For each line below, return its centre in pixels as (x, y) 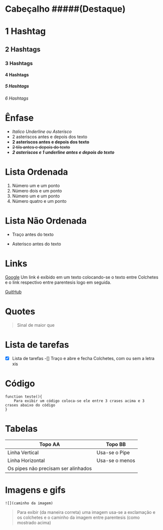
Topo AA (50, 444)
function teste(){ (24, 397)
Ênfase (19, 118)
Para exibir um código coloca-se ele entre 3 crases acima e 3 (79, 401)
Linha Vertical (23, 452)
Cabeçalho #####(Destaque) (65, 9)
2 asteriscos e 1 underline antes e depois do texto (63, 152)
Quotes (20, 312)
